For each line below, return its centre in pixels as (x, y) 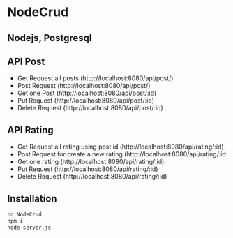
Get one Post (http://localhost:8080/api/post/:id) (87, 93)
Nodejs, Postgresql (50, 38)
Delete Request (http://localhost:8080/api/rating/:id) (92, 177)
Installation (32, 199)
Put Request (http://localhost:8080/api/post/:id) (86, 101)
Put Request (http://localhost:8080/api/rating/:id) (88, 169)
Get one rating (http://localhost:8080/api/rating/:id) (91, 162)
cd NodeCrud (24, 215)
